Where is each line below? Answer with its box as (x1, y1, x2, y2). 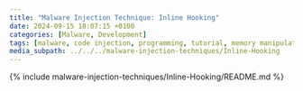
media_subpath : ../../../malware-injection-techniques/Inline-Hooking (9, 47, 280, 56)
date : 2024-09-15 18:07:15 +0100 (9, 22, 135, 31)
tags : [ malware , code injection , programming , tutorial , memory (9, 38, 256, 48)
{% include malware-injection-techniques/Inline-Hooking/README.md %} (9, 71, 285, 82)
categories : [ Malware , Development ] (9, 30, 147, 39)
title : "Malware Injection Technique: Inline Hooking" (9, 13, 220, 23)
